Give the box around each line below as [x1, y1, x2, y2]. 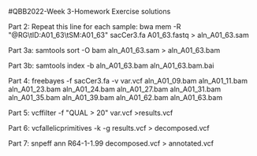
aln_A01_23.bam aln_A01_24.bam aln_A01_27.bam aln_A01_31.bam [8, 84, 222, 94]
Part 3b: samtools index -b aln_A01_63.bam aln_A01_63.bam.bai [8, 61, 214, 70]
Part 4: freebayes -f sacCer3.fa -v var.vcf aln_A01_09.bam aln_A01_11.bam [8, 76, 248, 85]
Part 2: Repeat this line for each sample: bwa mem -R [8, 22, 181, 31]
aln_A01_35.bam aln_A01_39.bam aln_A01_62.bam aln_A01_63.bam [8, 93, 223, 102]
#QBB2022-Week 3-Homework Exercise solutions [8, 7, 171, 16]
